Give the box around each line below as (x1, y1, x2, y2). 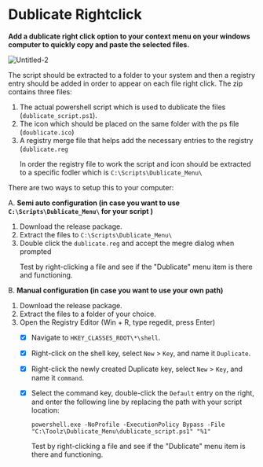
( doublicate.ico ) (19, 127, 75, 137)
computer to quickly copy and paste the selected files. (8, 39, 190, 49)
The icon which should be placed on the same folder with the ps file (19, 119, 239, 128)
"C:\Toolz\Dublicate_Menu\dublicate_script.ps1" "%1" (31, 428, 211, 436)
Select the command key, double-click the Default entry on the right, (31, 388, 255, 398)
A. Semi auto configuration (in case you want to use (8, 198, 181, 208)
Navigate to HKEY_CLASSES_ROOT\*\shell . (31, 333, 161, 342)
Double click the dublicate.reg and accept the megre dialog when (19, 238, 235, 248)
